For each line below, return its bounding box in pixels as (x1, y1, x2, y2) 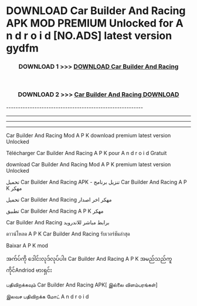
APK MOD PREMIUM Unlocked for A (6, 16, 184, 30)
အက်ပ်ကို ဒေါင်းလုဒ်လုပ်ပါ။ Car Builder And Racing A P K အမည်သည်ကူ (6, 255, 172, 262)
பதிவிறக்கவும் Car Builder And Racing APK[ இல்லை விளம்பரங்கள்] (6, 281, 158, 288)
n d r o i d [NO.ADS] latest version (6, 29, 172, 42)
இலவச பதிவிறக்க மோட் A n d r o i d (6, 292, 89, 300)
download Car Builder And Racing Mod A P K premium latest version (6, 160, 171, 168)
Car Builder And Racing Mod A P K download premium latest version (6, 132, 171, 139)
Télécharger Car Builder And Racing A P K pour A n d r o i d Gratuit (6, 149, 167, 156)
